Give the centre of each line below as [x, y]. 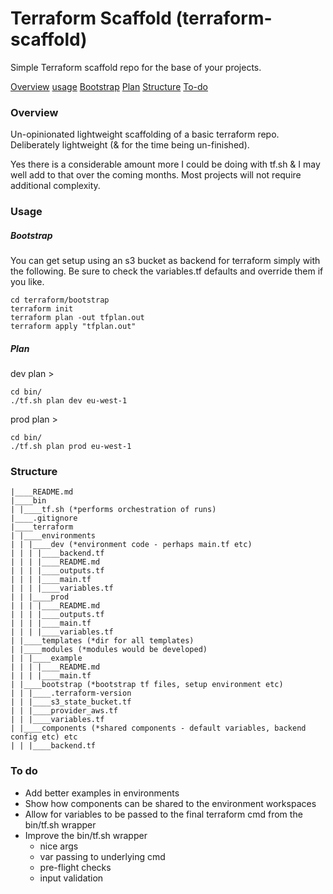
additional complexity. [55, 186]
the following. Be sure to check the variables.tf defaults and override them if [167, 271]
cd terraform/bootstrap [60, 300]
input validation [71, 878]
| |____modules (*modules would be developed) [109, 650]
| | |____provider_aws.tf [64, 711]
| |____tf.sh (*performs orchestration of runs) [113, 510]
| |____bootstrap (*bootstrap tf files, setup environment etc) [147, 685]
